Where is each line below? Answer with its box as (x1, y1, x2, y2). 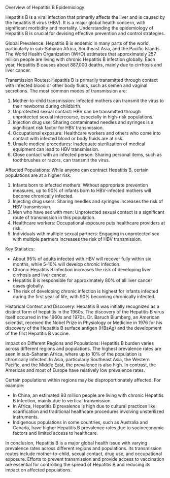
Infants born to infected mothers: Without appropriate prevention (12, 182, 148, 188)
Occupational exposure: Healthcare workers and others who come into (12, 130, 161, 136)
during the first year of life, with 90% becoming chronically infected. (12, 294, 156, 299)
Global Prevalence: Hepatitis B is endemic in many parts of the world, (5, 40, 150, 46)
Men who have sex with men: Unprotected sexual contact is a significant (12, 209, 165, 215)
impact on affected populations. (5, 467, 72, 473)
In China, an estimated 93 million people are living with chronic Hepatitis (12, 392, 164, 398)
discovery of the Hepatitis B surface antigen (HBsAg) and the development (5, 325, 162, 331)
